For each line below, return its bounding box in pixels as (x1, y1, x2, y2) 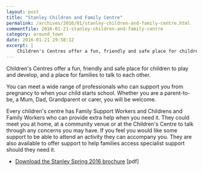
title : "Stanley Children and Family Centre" (6, 15, 123, 21)
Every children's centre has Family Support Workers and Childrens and (6, 107, 183, 115)
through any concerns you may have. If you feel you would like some (6, 126, 178, 134)
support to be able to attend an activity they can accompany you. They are (6, 133, 192, 140)
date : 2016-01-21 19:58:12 (6, 37, 74, 43)
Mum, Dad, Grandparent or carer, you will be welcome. (20, 95, 156, 103)
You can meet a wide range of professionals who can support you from (6, 83, 184, 90)
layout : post (6, 8, 39, 15)
